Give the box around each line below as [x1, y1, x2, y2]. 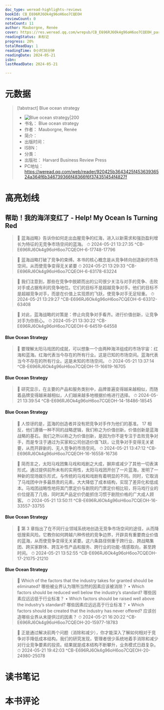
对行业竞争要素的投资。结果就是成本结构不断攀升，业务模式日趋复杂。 [17, 642, 159, 648]
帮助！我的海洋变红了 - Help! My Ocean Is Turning [5, 213, 158, 222]
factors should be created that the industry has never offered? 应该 [17, 608, 152, 614]
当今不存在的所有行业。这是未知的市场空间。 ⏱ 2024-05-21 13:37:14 [17, 358, 155, 364]
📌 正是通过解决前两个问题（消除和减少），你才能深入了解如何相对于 [17, 630, 152, 636]
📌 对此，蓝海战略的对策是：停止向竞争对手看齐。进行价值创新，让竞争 [17, 312, 158, 318]
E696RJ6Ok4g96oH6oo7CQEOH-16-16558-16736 [17, 451, 118, 457]
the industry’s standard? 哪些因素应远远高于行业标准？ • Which [17, 602, 144, 608]
